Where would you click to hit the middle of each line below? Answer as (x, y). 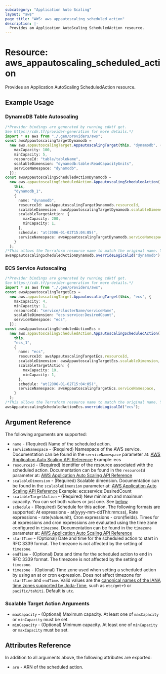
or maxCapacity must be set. (41, 630)
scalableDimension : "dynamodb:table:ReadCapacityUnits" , (74, 163)
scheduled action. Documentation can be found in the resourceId (79, 470)
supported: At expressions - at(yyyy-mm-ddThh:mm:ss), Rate (75, 512)
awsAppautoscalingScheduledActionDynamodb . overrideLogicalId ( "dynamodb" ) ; (84, 256)
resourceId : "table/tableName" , (47, 159)
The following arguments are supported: (46, 434)
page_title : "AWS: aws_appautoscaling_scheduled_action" (65, 19)
